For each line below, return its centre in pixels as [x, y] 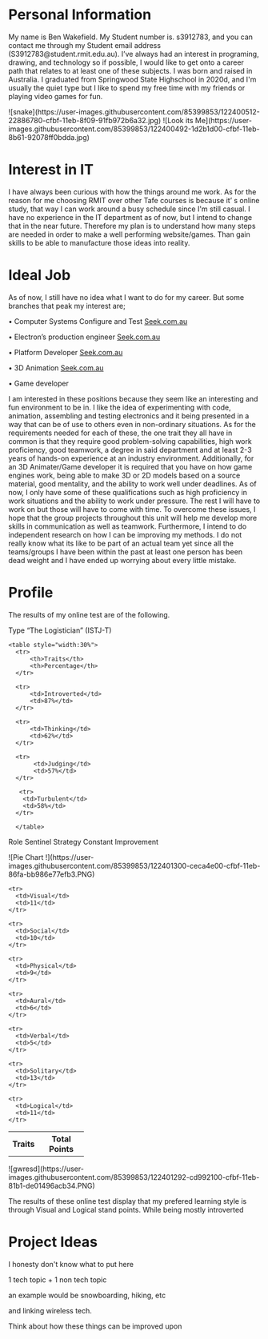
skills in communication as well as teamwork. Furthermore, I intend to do [128, 526]
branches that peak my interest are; [67, 306]
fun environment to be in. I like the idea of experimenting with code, [120, 407]
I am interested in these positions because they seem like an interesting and [133, 398]
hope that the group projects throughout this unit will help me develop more [133, 518]
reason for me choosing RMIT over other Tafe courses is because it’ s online [134, 200]
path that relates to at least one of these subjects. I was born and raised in [130, 70]
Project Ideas [53, 1242]
